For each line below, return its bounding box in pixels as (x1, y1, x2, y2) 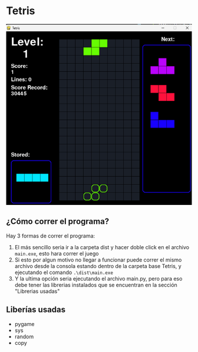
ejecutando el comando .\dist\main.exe (14, 269, 114, 276)
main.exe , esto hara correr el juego (14, 250, 99, 257)
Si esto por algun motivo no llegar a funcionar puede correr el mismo (14, 256, 182, 263)
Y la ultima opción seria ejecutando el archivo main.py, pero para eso (14, 275, 183, 282)
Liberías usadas (6, 305, 66, 315)
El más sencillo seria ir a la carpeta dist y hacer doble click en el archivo (14, 243, 190, 250)
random (14, 333, 34, 340)
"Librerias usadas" (14, 288, 60, 295)
